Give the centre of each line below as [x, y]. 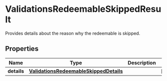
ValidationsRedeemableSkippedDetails [76, 71]
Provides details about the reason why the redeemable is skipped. [73, 33]
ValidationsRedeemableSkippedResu [83, 9]
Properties [22, 49]
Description [142, 63]
